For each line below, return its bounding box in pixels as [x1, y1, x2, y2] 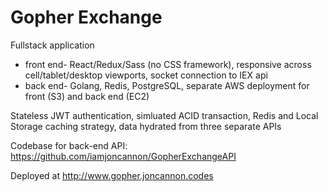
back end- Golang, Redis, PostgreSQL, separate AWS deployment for [24, 79, 310, 91]
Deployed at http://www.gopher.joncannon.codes [10, 169, 214, 181]
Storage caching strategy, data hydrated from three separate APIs [10, 120, 282, 132]
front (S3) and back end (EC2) [24, 90, 150, 102]
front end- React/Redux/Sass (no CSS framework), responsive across [24, 58, 312, 70]
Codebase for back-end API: [10, 139, 128, 151]
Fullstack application [10, 39, 95, 51]
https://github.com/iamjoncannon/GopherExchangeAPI [10, 150, 237, 162]
